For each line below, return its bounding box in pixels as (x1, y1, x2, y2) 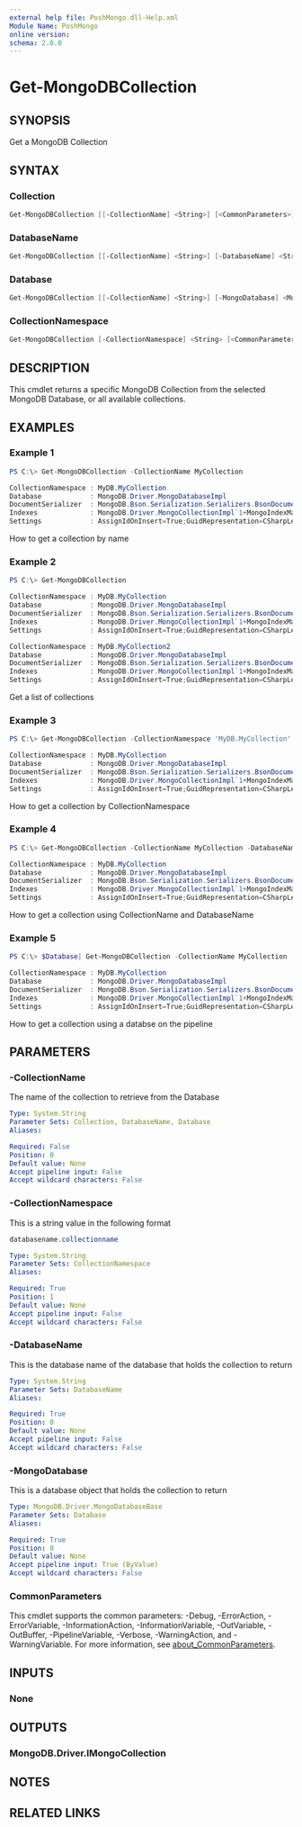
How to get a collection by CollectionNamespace (9, 800, 191, 811)
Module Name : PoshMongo (9, 22, 99, 31)
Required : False (9, 1142, 70, 1151)
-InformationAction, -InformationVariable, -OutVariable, (62, 1620, 267, 1631)
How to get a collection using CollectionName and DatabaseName (9, 910, 254, 921)
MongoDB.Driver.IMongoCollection (9, 1747, 166, 1759)
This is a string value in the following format (9, 1217, 172, 1228)
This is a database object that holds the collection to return (9, 1485, 227, 1496)
